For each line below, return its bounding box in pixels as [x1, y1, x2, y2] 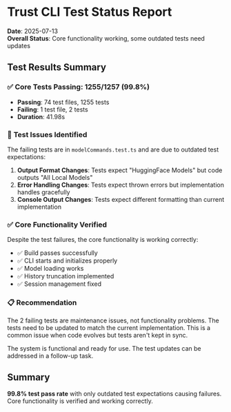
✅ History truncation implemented [17, 272, 114, 280]
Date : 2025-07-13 [7, 27, 59, 35]
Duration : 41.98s [17, 112, 66, 121]
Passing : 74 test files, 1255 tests [17, 98, 110, 106]
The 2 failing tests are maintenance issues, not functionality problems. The [7, 316, 219, 325]
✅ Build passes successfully [17, 249, 98, 257]
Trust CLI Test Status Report [7, 4, 172, 20]
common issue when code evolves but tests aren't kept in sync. [7, 331, 188, 339]
